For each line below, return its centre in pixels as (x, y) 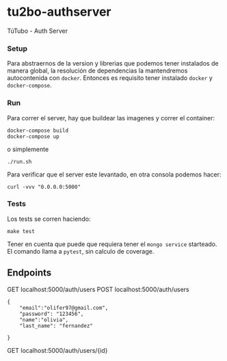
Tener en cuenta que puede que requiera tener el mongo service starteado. (112, 244)
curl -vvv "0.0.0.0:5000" (44, 187)
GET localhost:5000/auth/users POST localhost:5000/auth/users (98, 289)
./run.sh (19, 161)
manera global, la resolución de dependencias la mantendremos (97, 71)
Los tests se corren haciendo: (49, 219)
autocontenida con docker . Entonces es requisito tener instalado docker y (110, 78)
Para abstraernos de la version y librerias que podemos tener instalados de (113, 64)
